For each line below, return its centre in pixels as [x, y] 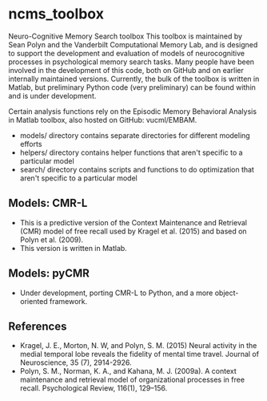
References [38, 326]
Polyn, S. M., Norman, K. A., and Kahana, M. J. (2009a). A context [128, 371]
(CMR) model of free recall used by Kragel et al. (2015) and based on [133, 231]
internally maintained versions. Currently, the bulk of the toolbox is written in [134, 79]
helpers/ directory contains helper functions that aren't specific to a [131, 152]
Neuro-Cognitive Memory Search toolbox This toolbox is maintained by [125, 36]
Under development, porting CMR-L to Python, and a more [116, 293]
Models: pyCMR [49, 273]
